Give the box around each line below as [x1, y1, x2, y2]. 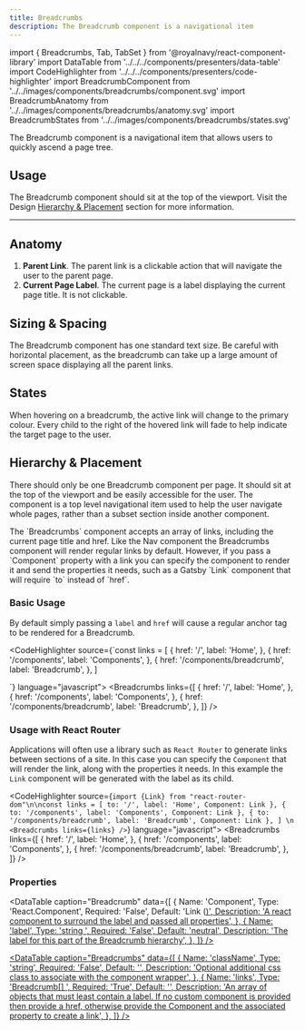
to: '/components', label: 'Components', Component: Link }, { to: [9, 808, 271, 817]
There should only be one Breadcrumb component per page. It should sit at [9, 479, 292, 490]
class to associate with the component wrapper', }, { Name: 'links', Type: [9, 972, 280, 983]
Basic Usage [9, 597, 66, 609]
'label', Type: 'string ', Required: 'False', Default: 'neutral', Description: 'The [9, 926, 289, 936]
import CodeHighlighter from [9, 65, 117, 77]
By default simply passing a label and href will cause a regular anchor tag [9, 617, 288, 628]
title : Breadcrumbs [9, 13, 84, 23]
